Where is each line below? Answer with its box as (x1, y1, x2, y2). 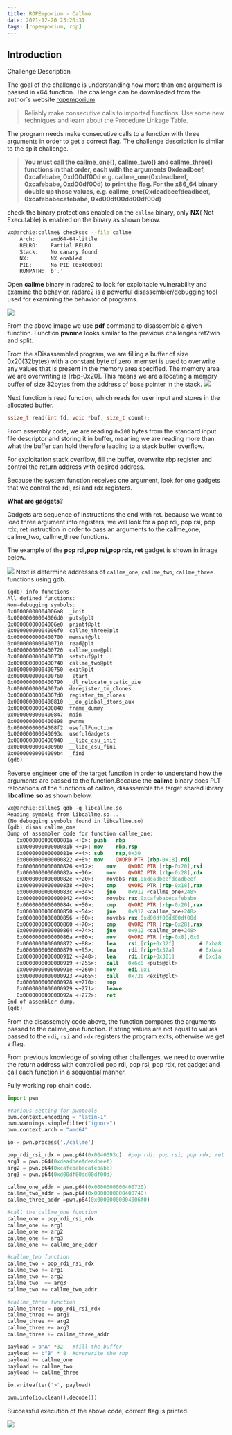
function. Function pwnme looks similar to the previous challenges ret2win (7, 329, 220, 338)
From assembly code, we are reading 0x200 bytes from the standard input (7, 427, 217, 436)
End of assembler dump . (7, 998, 76, 1006)
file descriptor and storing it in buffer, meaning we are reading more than (7, 435, 215, 443)
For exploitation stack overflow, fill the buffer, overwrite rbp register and (7, 456, 213, 464)
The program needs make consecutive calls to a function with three (7, 130, 200, 138)
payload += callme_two (7, 1363, 73, 1370)
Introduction (7, 49, 62, 60)
